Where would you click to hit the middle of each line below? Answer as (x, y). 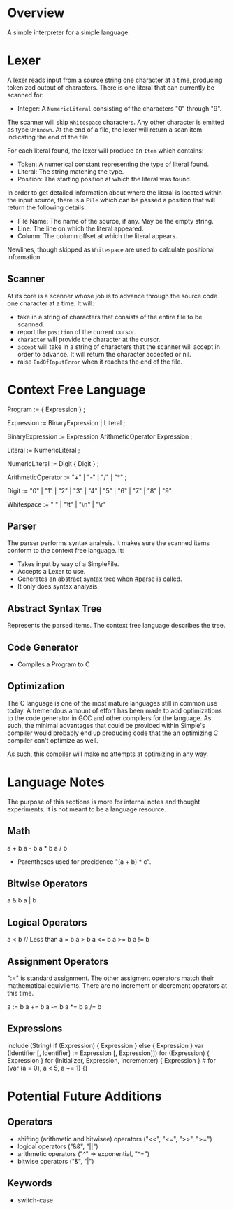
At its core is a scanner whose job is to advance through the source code (112, 296)
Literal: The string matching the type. (71, 171)
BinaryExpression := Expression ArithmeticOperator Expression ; (100, 436)
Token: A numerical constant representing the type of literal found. (113, 164)
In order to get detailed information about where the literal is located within (115, 192)
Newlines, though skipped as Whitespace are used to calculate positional (111, 249)
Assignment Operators (58, 961)
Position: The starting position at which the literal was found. (104, 179)
